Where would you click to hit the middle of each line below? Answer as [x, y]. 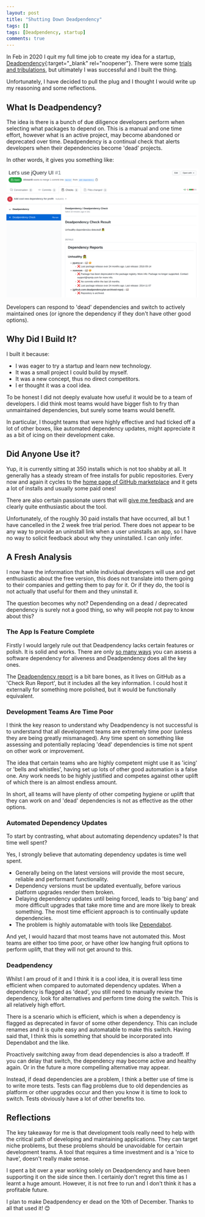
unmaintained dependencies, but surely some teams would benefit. [91, 410]
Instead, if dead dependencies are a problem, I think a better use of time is [100, 1079]
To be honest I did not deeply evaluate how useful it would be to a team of [99, 397]
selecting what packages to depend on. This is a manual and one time [94, 128]
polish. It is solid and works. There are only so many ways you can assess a [101, 652]
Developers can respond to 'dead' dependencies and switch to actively [96, 307]
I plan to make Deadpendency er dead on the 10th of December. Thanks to [100, 1201]
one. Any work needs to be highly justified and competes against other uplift [102, 776]
